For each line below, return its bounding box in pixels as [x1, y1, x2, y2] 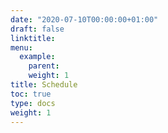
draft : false [10, 24, 65, 34]
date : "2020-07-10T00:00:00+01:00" [10, 14, 159, 25]
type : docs [10, 98, 56, 108]
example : [19, 52, 56, 62]
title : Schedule [10, 80, 78, 90]
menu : [10, 42, 33, 53]
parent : [28, 61, 60, 71]
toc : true [10, 89, 52, 99]
